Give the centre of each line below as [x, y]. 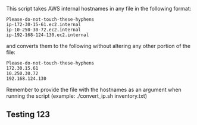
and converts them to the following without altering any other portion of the [98, 46]
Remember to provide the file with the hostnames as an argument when [94, 89]
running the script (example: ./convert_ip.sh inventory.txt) [77, 96]
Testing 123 [28, 115]
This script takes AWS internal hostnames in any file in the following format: [99, 9]
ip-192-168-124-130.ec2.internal [48, 35]
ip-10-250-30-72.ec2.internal [44, 30]
